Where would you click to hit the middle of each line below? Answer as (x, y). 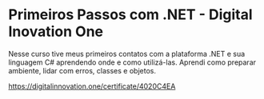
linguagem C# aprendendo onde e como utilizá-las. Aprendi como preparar (132, 62)
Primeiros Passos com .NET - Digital (131, 15)
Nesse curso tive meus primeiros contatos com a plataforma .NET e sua (127, 53)
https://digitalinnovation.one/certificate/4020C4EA (92, 86)
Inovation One (56, 32)
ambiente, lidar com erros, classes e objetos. (82, 70)
